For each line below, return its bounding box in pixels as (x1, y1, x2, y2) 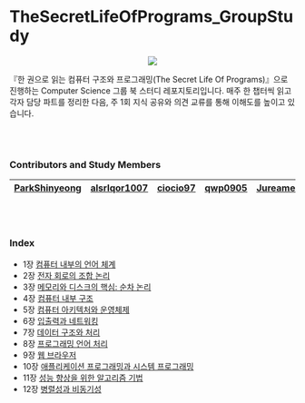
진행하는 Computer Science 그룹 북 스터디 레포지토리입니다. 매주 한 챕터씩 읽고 (9, 84, 292, 96)
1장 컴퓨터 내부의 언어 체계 (22, 259, 116, 270)
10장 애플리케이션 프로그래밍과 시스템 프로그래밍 (22, 360, 194, 371)
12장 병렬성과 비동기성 (22, 383, 102, 394)
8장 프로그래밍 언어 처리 (22, 338, 109, 349)
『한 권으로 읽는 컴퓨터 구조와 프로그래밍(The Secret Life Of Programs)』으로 (9, 74, 289, 84)
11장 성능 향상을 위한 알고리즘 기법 (22, 372, 143, 383)
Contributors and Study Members (9, 158, 162, 171)
